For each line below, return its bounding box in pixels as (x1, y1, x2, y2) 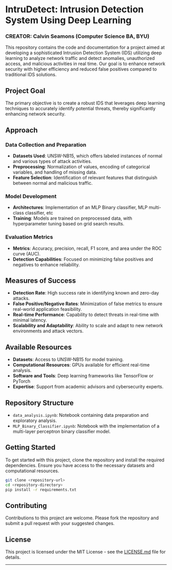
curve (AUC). (12, 250, 41, 257)
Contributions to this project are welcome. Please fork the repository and (5, 515, 159, 521)
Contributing (5, 501, 47, 510)
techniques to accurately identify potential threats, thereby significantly (5, 105, 156, 112)
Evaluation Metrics (5, 234, 53, 241)
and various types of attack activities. (12, 158, 92, 164)
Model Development (5, 193, 57, 200)
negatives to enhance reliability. (12, 261, 80, 267)
